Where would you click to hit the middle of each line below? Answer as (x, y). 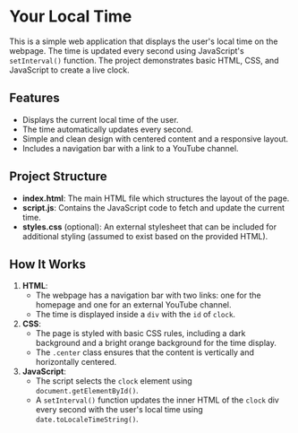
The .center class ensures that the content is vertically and (145, 352)
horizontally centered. (76, 362)
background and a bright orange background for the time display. (156, 343)
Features (34, 98)
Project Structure (58, 177)
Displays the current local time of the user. (100, 119)
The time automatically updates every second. (108, 129)
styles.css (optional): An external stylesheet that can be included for (149, 227)
